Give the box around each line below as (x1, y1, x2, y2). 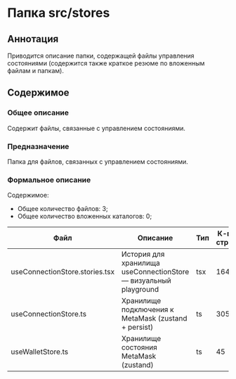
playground (121, 285, 159, 295)
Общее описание (7, 108, 69, 117)
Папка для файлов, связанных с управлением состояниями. (7, 157, 188, 166)
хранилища (121, 258, 160, 268)
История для (121, 250, 165, 259)
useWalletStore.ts (11, 347, 69, 356)
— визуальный (121, 276, 172, 285)
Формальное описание (7, 174, 91, 184)
